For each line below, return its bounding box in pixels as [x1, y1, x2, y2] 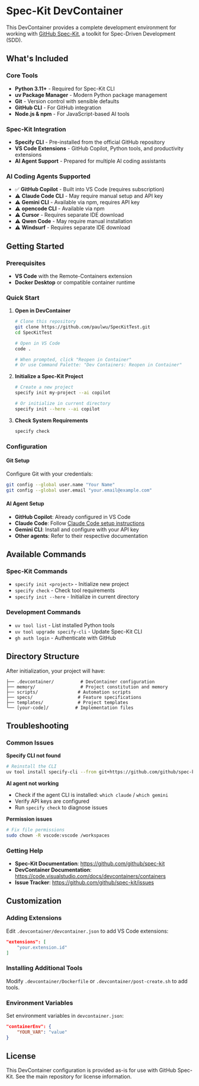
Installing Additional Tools [6, 964, 83, 972]
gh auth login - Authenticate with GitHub [14, 634, 117, 641]
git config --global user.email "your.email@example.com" [6, 487, 152, 493]
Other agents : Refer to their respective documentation [14, 532, 148, 539]
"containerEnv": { [6, 1023, 52, 1030]
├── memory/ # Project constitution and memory [6, 684, 168, 690]
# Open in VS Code [14, 340, 60, 346]
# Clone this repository [14, 319, 76, 325]
